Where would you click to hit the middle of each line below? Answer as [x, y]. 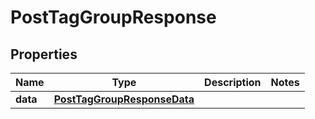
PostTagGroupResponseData [124, 99]
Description [233, 82]
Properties [44, 54]
